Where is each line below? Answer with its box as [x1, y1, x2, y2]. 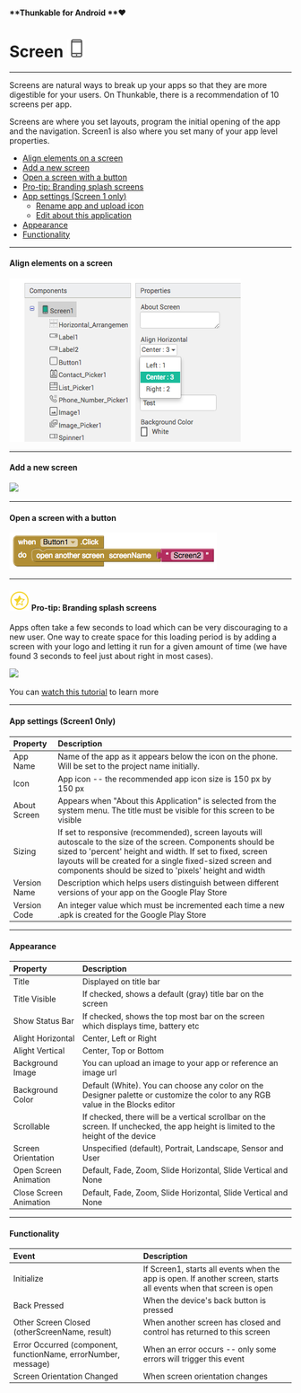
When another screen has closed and [142, 1317, 281, 1328]
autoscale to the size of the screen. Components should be [57, 836, 275, 848]
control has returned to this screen [142, 1327, 271, 1337]
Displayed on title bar [82, 976, 161, 987]
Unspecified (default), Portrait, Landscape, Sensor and [82, 1143, 284, 1153]
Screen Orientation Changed [13, 1371, 119, 1381]
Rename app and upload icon [35, 200, 144, 211]
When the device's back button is [142, 1295, 267, 1306]
